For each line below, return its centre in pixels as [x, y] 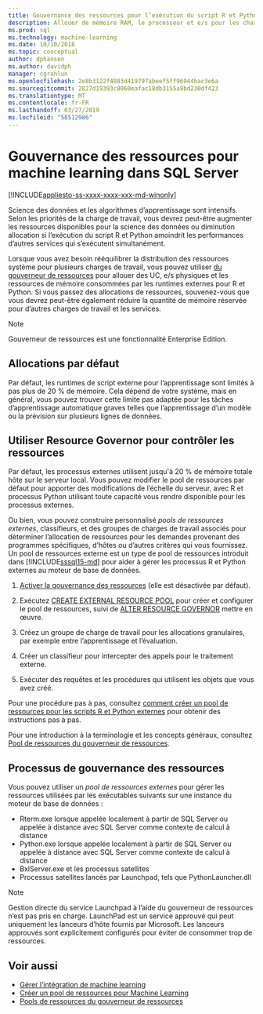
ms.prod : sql [29, 30]
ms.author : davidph [40, 67]
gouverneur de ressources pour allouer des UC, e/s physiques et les [118, 275]
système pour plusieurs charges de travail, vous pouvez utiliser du [115, 267]
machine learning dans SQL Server [123, 173]
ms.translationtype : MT [47, 96]
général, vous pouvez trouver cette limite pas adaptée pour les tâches [121, 399]
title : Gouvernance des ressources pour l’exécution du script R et [122, 15]
